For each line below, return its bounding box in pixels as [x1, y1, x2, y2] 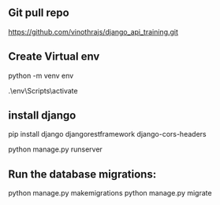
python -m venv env [8, 71, 74, 80]
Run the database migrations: [8, 167, 157, 181]
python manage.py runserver [8, 145, 103, 154]
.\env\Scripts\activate [8, 86, 78, 95]
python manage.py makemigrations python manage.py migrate [8, 189, 212, 198]
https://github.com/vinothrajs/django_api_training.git [8, 27, 179, 36]
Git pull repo [8, 6, 69, 20]
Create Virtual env [8, 50, 100, 64]
